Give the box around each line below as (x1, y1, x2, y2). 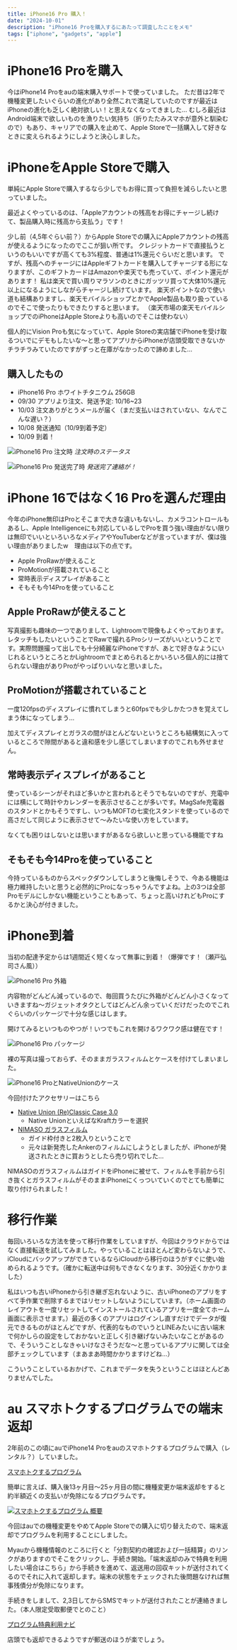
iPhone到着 (7, 928, 74, 944)
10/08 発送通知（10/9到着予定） (17, 423, 111, 431)
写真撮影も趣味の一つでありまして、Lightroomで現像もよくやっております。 (7, 626, 228, 634)
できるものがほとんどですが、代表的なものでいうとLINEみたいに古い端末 (13, 1323, 225, 1331)
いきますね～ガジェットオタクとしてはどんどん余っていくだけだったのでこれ (7, 1001, 230, 1009)
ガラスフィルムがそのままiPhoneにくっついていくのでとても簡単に (31, 1176, 225, 1184)
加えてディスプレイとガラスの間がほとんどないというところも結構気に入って (7, 728, 229, 737)
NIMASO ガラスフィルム (17, 1126, 88, 1134)
